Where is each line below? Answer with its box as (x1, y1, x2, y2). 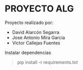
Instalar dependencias (5, 49, 51, 55)
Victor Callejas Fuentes (12, 39, 61, 45)
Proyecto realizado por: (5, 19, 54, 25)
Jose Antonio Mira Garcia (12, 34, 65, 40)
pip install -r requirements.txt (17, 59, 78, 65)
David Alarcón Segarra (12, 29, 60, 35)
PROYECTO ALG (5, 3, 74, 14)
